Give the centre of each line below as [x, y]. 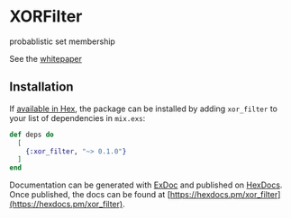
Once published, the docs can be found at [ [90, 195]
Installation [41, 87]
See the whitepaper [46, 58]
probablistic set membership [62, 41]
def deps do [32, 135]
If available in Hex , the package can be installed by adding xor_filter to [143, 109]
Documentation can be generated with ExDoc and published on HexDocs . [146, 185]
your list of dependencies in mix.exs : [77, 118]
